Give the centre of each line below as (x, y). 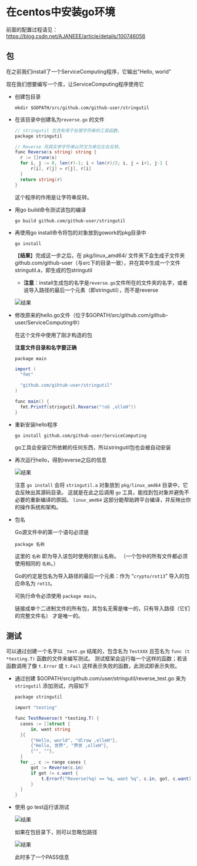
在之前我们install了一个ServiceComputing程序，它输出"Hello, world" (89, 71)
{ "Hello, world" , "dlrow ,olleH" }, (74, 740)
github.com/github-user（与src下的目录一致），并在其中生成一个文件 (97, 262)
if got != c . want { (54, 773)
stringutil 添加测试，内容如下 (52, 686)
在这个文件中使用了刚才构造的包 (53, 335)
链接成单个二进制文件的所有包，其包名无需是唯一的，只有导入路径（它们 (102, 608)
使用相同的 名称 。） (36, 563)
